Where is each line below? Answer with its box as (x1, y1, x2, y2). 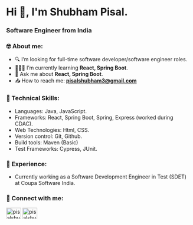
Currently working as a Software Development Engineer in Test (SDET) (14, 173, 187, 180)
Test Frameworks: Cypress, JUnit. (14, 145, 97, 152)
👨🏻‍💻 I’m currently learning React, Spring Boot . (14, 64, 128, 71)
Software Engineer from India (6, 27, 92, 35)
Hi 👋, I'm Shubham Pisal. (6, 5, 128, 19)
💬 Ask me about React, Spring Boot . (14, 71, 103, 78)
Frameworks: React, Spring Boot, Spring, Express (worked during (14, 114, 174, 121)
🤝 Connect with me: (6, 194, 64, 202)
